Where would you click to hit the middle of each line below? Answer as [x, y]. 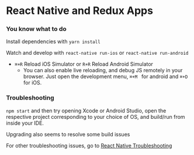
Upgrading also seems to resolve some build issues [68, 134]
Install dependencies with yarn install [53, 41]
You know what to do [37, 29]
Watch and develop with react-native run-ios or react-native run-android [97, 53]
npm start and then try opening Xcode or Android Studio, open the [86, 110]
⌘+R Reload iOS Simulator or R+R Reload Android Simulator [84, 64]
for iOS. [32, 83]
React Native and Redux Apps [80, 11]
